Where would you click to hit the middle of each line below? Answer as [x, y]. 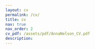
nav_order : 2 [19, 29]
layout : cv [17, 10]
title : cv [16, 19]
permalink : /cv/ [22, 15]
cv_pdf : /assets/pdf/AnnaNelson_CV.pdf [48, 34]
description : [19, 39]
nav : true [16, 24]
